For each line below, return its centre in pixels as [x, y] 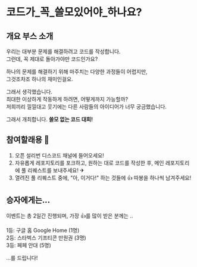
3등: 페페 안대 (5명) [29, 245]
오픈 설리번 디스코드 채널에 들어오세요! [59, 155]
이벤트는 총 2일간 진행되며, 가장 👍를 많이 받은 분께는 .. [70, 216]
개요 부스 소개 [30, 36]
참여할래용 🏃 [28, 140]
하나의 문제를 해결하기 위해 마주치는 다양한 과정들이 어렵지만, [77, 72]
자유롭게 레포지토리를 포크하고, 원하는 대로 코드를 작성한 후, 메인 [90, 163]
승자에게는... [28, 200]
